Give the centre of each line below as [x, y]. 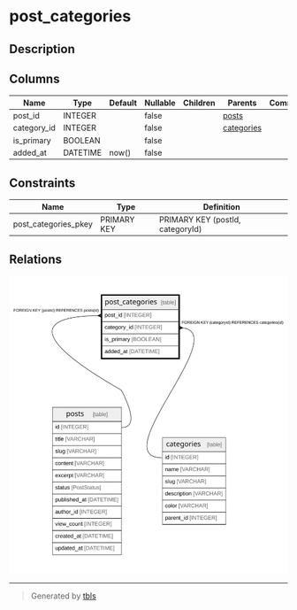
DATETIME [83, 152]
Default [123, 103]
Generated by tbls [64, 596]
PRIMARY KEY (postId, [200, 220]
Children [199, 103]
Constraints [42, 183]
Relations [36, 259]
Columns [34, 78]
